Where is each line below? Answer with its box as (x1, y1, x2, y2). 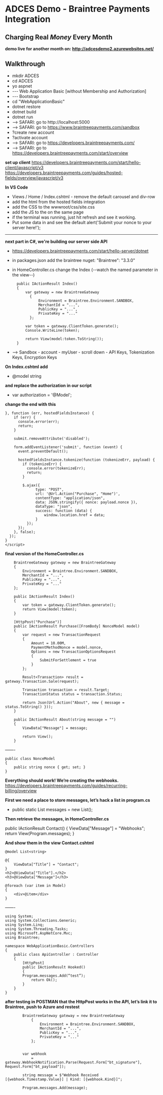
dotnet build (12, 109, 36, 114)
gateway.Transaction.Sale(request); (5, 679, 79, 684)
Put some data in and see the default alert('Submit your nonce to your (12, 219, 152, 225)
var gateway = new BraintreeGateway (25, 290, 99, 294)
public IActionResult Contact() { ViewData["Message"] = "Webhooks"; (5, 825, 146, 831)
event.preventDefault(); (17, 449, 68, 454)
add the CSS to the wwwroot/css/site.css (12, 204, 95, 209)
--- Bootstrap (12, 93, 39, 99)
